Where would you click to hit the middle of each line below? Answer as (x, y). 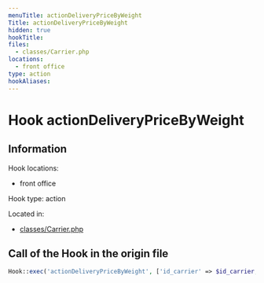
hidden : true (29, 30)
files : (19, 45)
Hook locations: (33, 168)
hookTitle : (26, 37)
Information (38, 149)
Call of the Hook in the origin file (88, 254)
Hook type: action (37, 198)
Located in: (26, 214)
